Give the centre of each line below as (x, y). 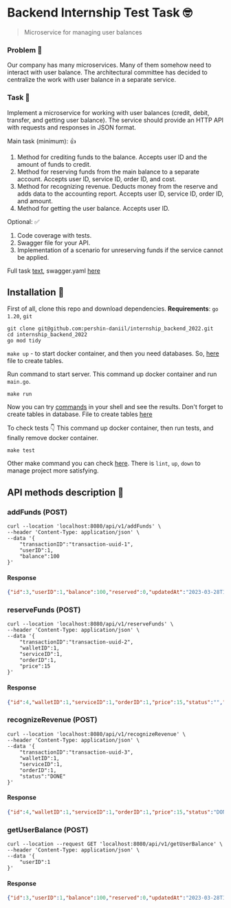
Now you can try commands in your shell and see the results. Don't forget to (115, 407)
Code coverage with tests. (54, 235)
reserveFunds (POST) (44, 610)
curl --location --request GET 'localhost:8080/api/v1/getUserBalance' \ (115, 844)
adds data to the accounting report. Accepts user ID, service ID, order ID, (120, 194)
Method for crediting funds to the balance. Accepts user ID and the (112, 157)
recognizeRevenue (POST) (52, 720)
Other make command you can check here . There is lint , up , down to (104, 464)
